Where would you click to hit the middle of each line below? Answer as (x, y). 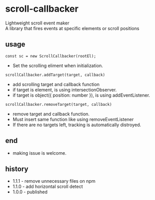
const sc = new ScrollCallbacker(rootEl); (51, 56)
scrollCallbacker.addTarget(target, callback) (55, 75)
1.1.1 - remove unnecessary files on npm (54, 181)
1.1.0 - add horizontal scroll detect (48, 187)
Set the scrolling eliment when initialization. (58, 65)
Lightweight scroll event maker (37, 23)
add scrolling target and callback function (56, 84)
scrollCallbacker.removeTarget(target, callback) (59, 104)
